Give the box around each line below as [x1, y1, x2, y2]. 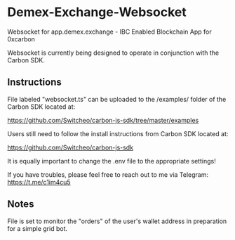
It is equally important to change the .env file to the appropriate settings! [7, 156, 216, 165]
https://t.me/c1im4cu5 [7, 178, 72, 186]
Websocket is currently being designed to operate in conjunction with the [7, 48, 220, 57]
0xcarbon [7, 34, 35, 43]
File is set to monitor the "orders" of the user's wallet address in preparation [7, 217, 227, 225]
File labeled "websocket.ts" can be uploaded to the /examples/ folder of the [7, 95, 227, 103]
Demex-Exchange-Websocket [7, 4, 187, 20]
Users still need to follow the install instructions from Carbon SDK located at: [7, 129, 229, 138]
